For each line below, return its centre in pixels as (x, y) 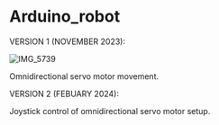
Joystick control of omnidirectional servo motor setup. (110, 111)
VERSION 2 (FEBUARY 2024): (64, 94)
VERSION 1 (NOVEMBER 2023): (68, 41)
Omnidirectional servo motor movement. (84, 76)
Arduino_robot (65, 17)
